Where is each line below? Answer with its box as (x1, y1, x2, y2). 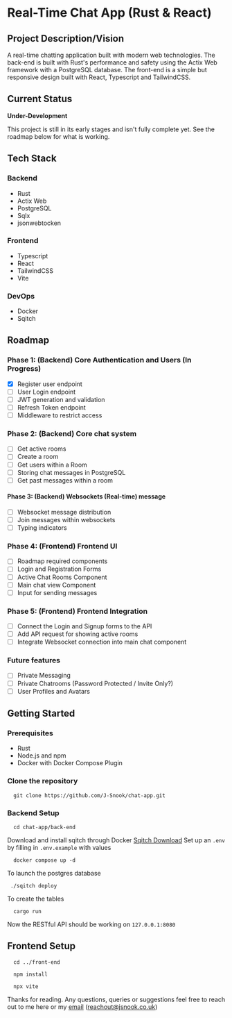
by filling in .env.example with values (7, 843, 111, 851)
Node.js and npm (17, 751, 66, 760)
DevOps (7, 291, 35, 301)
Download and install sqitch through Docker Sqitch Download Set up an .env (7, 835, 225, 844)
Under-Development (7, 111, 68, 119)
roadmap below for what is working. (7, 132, 110, 140)
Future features (7, 656, 61, 665)
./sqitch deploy (10, 882, 57, 890)
